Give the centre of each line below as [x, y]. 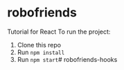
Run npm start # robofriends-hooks [67, 59]
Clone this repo [39, 45]
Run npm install [41, 52]
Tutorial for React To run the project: [59, 32]
